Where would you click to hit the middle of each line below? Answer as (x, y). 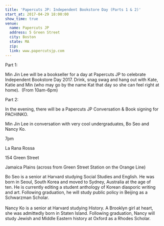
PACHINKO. (17, 114)
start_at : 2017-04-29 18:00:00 (37, 14)
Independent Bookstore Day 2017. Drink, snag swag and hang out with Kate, (82, 80)
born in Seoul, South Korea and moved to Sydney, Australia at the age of (78, 182)
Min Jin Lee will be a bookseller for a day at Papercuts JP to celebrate (75, 74)
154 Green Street (22, 157)
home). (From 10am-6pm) (32, 90)
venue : (12, 23)
